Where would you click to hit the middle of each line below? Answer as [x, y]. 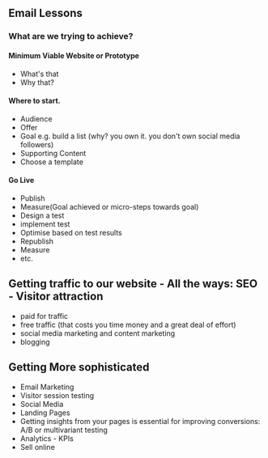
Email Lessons [46, 13]
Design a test [42, 215]
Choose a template [51, 162]
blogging [35, 341]
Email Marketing [47, 387]
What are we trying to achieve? [71, 36]
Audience [36, 119]
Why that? [37, 82]
